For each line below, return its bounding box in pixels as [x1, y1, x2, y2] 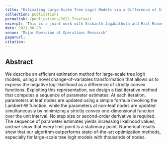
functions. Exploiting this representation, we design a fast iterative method [5, 87, 158, 93]
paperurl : [5, 35, 26, 40]
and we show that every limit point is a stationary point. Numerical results [5, 123, 156, 129]
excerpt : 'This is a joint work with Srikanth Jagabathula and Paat [5, 21, 150, 26]
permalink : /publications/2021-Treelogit [5, 16, 92, 21]
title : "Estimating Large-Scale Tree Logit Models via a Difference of [5, 7, 157, 12]
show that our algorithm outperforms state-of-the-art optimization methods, [5, 129, 161, 135]
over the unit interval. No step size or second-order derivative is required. [5, 113, 156, 119]
